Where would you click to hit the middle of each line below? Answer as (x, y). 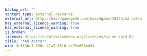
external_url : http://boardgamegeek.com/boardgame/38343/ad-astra (74, 19)
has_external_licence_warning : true (42, 23)
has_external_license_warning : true (42, 28)
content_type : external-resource (39, 14)
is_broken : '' (19, 32)
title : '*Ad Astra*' (26, 41)
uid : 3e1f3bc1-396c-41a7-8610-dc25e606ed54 (50, 46)
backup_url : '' (20, 9)
